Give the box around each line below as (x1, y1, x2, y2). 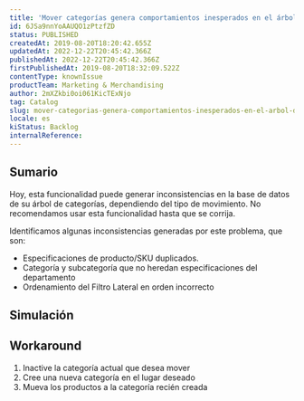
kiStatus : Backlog (9, 123, 79, 132)
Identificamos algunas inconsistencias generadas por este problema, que (9, 225, 283, 236)
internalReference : (9, 131, 83, 140)
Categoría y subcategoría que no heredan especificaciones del (22, 262, 258, 272)
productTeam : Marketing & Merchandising (9, 81, 165, 90)
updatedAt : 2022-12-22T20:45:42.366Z (9, 47, 152, 56)
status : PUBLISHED (9, 30, 79, 39)
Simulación (9, 308, 74, 323)
